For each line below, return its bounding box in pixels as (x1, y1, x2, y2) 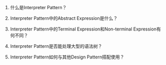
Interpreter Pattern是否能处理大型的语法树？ (10, 43, 103, 49)
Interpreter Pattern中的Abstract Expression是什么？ (10, 15, 118, 21)
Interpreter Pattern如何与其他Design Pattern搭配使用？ (10, 54, 124, 60)
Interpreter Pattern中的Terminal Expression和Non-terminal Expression (10, 26, 157, 32)
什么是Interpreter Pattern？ (10, 5, 67, 10)
